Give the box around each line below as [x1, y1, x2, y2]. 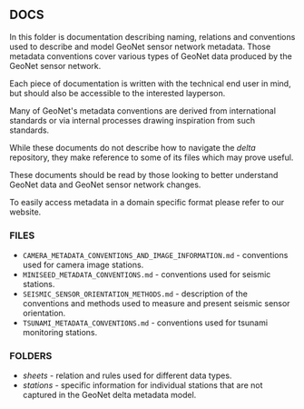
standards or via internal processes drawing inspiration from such [9, 115, 256, 125]
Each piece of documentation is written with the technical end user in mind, [9, 77, 292, 89]
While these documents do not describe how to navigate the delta [9, 142, 256, 153]
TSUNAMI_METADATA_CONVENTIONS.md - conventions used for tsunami [22, 317, 269, 328]
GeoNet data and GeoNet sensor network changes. [9, 179, 201, 190]
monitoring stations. [22, 327, 98, 338]
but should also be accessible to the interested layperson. [9, 87, 226, 98]
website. [9, 206, 42, 217]
